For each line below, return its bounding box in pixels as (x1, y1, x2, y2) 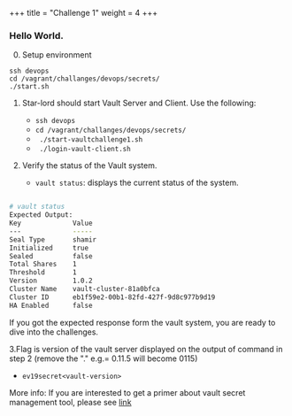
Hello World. (9, 29, 65, 42)
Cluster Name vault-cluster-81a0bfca (9, 285, 161, 294)
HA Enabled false (9, 301, 93, 310)
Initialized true (9, 243, 89, 252)
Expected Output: (9, 211, 73, 220)
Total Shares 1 (9, 260, 77, 269)
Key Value (9, 219, 93, 228)
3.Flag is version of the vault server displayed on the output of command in (9, 343, 283, 354)
